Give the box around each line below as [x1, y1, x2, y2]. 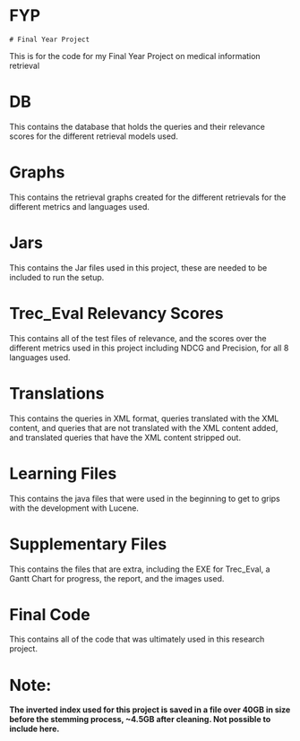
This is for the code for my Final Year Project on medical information [9, 50, 261, 61]
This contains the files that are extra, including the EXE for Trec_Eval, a [9, 564, 270, 574]
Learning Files [9, 463, 117, 484]
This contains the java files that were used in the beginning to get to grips [9, 493, 280, 504]
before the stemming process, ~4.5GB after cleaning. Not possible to [9, 714, 271, 725]
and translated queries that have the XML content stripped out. [9, 432, 242, 443]
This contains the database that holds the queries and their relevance [9, 121, 266, 132]
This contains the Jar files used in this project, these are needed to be [9, 262, 268, 273]
